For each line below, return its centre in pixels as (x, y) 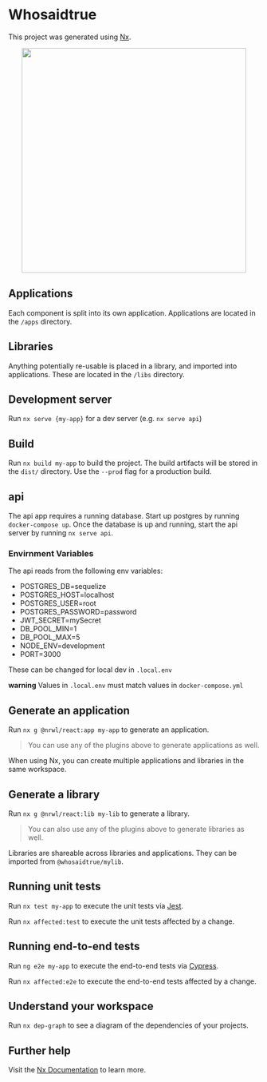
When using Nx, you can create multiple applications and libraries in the (126, 761)
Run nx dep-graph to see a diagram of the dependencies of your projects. (128, 1025)
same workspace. (37, 770)
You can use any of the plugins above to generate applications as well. (143, 746)
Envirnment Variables (51, 553)
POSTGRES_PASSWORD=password (78, 612)
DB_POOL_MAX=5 (50, 638)
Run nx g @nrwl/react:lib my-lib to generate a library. (99, 813)
